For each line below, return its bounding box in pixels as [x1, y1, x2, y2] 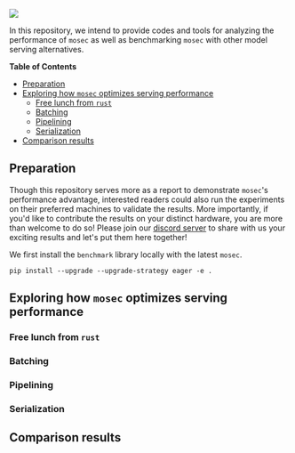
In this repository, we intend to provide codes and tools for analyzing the [9, 25, 275, 36]
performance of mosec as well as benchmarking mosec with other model [9, 35, 268, 44]
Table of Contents [9, 61, 77, 71]
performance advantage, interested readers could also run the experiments [9, 194, 285, 205]
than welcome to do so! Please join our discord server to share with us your [9, 222, 286, 233]
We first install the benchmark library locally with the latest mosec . [9, 249, 243, 260]
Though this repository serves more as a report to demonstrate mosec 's [9, 184, 269, 195]
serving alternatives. [9, 44, 84, 54]
